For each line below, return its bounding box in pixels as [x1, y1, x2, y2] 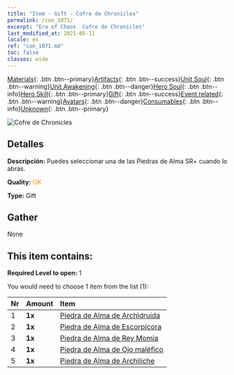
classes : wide [7, 56, 49, 63]
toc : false [7, 50, 39, 57]
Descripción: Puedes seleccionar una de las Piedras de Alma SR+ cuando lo [7, 156, 228, 165]
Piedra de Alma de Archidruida [59, 311, 161, 321]
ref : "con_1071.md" [7, 43, 64, 50]
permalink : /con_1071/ [7, 17, 73, 24]
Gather [7, 211, 38, 223]
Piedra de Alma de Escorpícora [59, 322, 162, 332]
